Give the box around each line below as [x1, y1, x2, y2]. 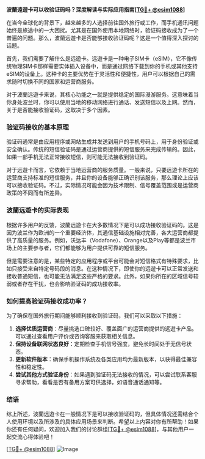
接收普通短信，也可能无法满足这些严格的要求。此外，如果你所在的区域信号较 [6, 272, 199, 280]
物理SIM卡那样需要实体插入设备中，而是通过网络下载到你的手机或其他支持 [11, 62, 198, 70]
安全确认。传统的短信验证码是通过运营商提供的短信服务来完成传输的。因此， [6, 146, 199, 153]
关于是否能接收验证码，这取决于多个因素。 [6, 106, 113, 113]
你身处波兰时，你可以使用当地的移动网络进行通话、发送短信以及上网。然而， [6, 99, 199, 106]
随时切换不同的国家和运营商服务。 [11, 78, 98, 85]
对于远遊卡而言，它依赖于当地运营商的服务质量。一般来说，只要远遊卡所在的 [6, 166, 199, 174]
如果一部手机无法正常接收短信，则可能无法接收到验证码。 [6, 153, 151, 161]
